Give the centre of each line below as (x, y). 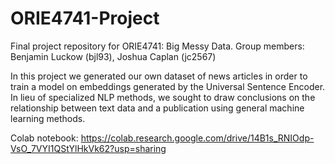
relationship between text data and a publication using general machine (157, 108)
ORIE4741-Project (85, 18)
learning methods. (48, 118)
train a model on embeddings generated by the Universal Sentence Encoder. (168, 86)
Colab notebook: (44, 138)
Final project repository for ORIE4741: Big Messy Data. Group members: (157, 46)
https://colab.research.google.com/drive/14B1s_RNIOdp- (197, 138)
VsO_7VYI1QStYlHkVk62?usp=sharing (88, 148)
